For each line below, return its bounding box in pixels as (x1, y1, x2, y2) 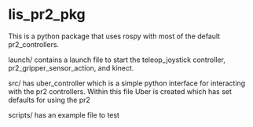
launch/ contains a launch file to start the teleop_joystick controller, (8, 55, 226, 64)
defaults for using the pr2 (8, 95, 90, 104)
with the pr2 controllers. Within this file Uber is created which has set (8, 86, 232, 96)
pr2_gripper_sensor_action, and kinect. (8, 63, 134, 72)
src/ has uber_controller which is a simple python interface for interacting (8, 78, 246, 88)
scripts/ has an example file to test (8, 110, 120, 119)
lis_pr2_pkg (8, 5, 86, 24)
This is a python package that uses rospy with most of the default (8, 31, 221, 41)
